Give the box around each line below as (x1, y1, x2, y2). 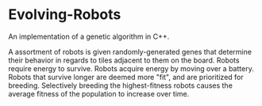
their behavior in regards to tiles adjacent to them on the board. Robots (8, 55, 240, 65)
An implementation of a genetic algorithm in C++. (8, 32, 170, 41)
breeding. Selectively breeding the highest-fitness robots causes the (8, 81, 233, 90)
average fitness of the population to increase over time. (8, 89, 190, 98)
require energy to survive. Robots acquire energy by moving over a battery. (8, 63, 254, 73)
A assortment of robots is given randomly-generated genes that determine (8, 47, 252, 56)
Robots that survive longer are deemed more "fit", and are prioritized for (8, 72, 244, 81)
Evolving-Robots (8, 6, 121, 24)
